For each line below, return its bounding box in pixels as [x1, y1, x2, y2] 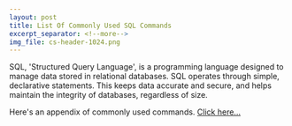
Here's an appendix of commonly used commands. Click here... [9, 107, 242, 117]
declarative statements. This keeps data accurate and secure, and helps [9, 80, 273, 91]
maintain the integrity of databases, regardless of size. [9, 90, 208, 100]
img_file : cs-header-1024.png [9, 37, 121, 47]
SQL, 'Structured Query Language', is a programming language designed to [9, 62, 284, 72]
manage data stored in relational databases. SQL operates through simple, [9, 71, 280, 82]
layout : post [9, 12, 58, 22]
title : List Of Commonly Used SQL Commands [9, 21, 173, 30]
